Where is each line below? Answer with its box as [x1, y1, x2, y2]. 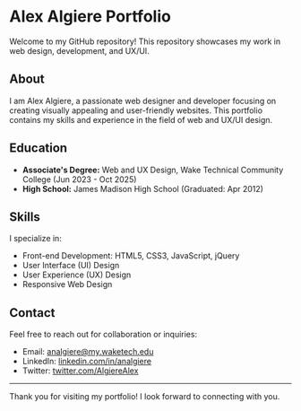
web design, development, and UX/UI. [9, 45, 150, 56]
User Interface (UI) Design [21, 260, 120, 271]
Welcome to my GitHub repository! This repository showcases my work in [9, 36, 280, 47]
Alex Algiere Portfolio [9, 6, 172, 27]
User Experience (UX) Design [21, 269, 132, 280]
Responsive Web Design [21, 279, 113, 290]
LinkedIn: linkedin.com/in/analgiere [21, 356, 152, 367]
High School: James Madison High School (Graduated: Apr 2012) [21, 183, 264, 194]
